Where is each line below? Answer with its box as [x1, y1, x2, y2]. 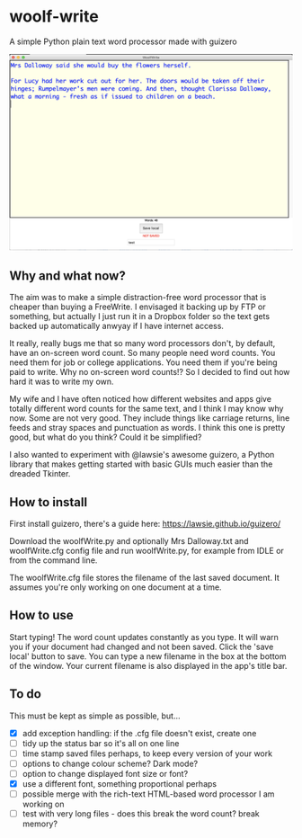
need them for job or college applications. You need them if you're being [9, 357, 278, 368]
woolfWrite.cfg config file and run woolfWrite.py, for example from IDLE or [9, 546, 285, 557]
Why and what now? [9, 268, 126, 283]
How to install [9, 495, 88, 510]
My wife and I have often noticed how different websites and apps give [9, 394, 272, 405]
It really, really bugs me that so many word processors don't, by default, [9, 338, 276, 349]
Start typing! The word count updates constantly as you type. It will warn [9, 631, 279, 642]
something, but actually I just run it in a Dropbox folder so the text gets [9, 311, 271, 322]
